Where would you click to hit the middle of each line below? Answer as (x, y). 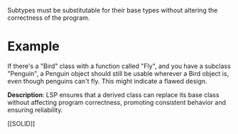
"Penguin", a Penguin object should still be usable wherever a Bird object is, (118, 73)
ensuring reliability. (35, 110)
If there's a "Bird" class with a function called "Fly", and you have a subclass (119, 66)
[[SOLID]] (21, 123)
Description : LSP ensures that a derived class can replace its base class (113, 94)
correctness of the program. (49, 18)
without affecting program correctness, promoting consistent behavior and (117, 102)
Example (33, 46)
